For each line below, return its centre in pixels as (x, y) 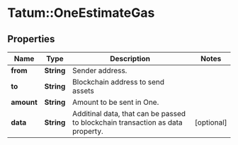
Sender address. (100, 70)
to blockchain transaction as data (127, 122)
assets (83, 91)
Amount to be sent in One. (115, 102)
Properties (31, 39)
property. (88, 131)
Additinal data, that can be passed (129, 114)
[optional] (211, 122)
